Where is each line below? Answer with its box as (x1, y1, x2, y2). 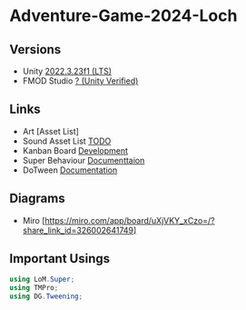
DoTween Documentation (22, 165, 118, 175)
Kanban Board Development (22, 145, 129, 155)
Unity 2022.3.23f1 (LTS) (22, 65, 112, 76)
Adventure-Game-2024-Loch (9, 5, 238, 26)
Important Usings (9, 251, 111, 266)
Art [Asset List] (22, 125, 80, 136)
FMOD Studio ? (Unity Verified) (22, 75, 139, 86)
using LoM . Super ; (9, 275, 75, 285)
